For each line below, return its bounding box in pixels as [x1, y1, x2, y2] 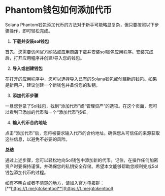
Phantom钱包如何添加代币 [5, 4, 112, 16]
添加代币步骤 [12, 92, 38, 98]
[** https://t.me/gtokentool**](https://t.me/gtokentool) [5, 185, 114, 191]
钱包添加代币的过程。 [5, 169, 48, 175]
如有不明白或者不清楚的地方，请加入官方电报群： [5, 180, 104, 186]
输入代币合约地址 [12, 119, 47, 126]
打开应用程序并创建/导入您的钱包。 [13, 55, 85, 61]
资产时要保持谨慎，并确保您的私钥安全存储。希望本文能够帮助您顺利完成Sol [5, 163, 159, 169]
